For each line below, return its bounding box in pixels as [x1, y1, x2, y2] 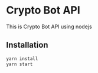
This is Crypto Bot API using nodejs [6, 23, 93, 30]
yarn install [6, 55, 38, 62]
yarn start [6, 61, 33, 67]
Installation [6, 40, 48, 50]
